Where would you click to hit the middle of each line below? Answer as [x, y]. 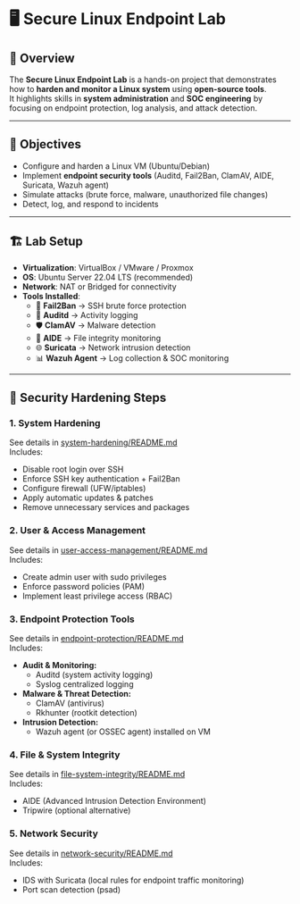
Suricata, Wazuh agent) [66, 185]
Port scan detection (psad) [71, 889]
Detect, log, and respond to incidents [90, 204]
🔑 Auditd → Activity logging [87, 314]
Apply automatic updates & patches [87, 498]
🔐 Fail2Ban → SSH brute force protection [111, 306]
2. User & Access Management [77, 531]
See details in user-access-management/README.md [108, 550]
